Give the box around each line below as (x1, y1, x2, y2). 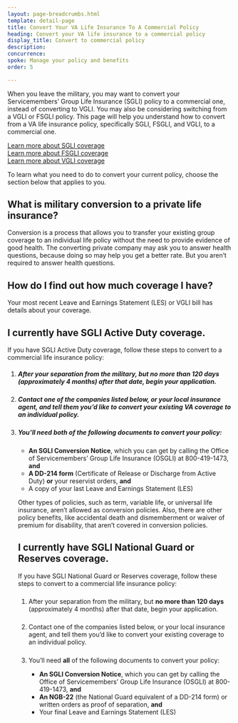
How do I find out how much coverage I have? (7, 279, 214, 291)
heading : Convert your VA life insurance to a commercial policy (7, 30, 205, 38)
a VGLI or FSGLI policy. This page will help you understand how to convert (7, 112, 226, 121)
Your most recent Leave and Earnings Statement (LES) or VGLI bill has (7, 298, 213, 307)
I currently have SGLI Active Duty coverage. (7, 326, 206, 339)
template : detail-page (7, 17, 75, 24)
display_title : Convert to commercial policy (7, 37, 145, 44)
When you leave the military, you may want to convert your (7, 89, 180, 98)
